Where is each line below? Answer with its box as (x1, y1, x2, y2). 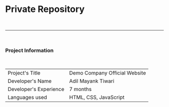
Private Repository (5, 3, 84, 15)
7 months (69, 86, 92, 93)
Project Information (5, 46, 54, 53)
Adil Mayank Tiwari (69, 77, 115, 84)
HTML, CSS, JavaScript (69, 94, 125, 101)
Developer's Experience (8, 86, 64, 93)
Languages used (8, 94, 47, 101)
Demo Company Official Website (69, 69, 146, 76)
